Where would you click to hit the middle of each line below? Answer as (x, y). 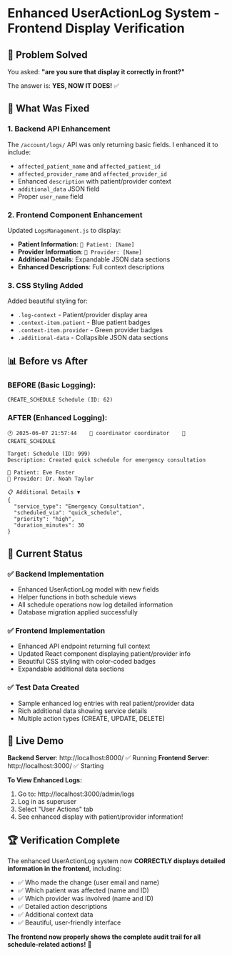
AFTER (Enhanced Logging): (57, 417)
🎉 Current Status (45, 553)
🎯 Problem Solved (47, 55)
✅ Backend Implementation (56, 574)
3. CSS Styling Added (45, 285)
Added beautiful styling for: (47, 301)
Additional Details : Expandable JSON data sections (94, 259)
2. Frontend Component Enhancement (75, 214)
